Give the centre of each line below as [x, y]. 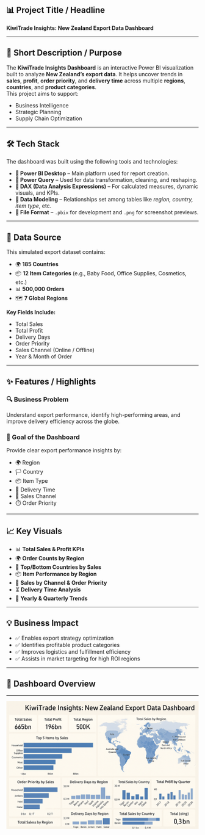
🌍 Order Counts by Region [50, 558]
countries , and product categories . [51, 87]
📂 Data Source [34, 237]
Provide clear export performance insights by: [64, 450]
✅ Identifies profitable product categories [67, 645]
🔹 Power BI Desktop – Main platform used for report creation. [92, 173]
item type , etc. [33, 206]
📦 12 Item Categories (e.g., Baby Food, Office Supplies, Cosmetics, [101, 273]
